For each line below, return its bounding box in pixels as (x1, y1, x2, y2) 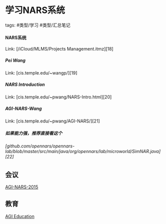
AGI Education (5, 213, 35, 219)
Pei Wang (5, 57, 26, 63)
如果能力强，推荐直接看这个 (5, 130, 62, 136)
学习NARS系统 (5, 4, 65, 16)
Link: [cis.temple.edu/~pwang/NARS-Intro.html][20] (5, 94, 112, 100)
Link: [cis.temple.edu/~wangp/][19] (5, 70, 77, 76)
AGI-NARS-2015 (5, 184, 38, 190)
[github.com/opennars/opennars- (5, 143, 75, 149)
